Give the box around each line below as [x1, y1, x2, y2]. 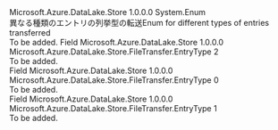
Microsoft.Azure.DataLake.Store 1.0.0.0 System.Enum [9, 7, 206, 17]
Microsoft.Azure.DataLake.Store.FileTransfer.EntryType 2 [9, 46, 219, 57]
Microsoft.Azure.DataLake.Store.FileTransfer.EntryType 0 [9, 75, 219, 85]
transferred [9, 28, 51, 37]
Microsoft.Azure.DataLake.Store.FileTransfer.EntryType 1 [9, 103, 217, 113]
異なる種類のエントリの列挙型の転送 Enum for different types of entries [9, 18, 270, 28]
